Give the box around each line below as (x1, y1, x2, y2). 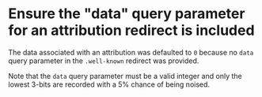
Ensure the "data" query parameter (8, 5, 245, 23)
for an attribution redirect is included (8, 21, 255, 39)
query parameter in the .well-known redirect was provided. (8, 56, 199, 65)
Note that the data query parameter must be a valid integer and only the (8, 71, 243, 80)
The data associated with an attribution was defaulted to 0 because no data (8, 47, 254, 57)
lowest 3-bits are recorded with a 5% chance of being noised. (8, 80, 211, 89)
